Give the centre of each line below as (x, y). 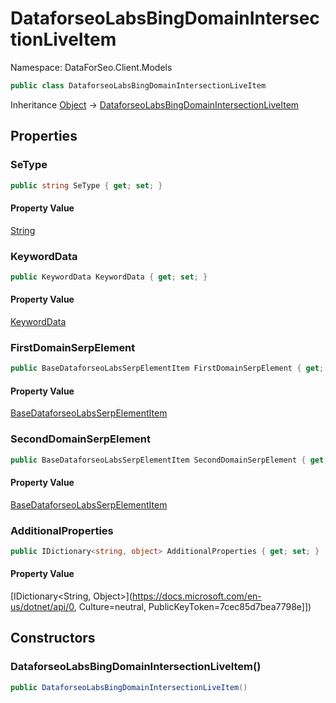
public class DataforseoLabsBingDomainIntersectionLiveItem (138, 85)
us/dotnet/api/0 (42, 607)
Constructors (53, 638)
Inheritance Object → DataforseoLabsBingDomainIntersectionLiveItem (155, 104)
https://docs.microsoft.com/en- (197, 596)
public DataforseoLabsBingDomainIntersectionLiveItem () (129, 687)
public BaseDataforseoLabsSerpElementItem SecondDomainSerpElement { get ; (169, 460)
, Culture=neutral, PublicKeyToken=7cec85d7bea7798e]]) (192, 607)
